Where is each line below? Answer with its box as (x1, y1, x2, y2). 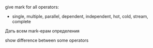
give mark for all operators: (5, 4, 59, 10)
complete (12, 19, 31, 24)
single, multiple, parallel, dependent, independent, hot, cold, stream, (12, 14, 149, 19)
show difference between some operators (5, 37, 89, 43)
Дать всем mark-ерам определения (5, 28, 80, 33)
